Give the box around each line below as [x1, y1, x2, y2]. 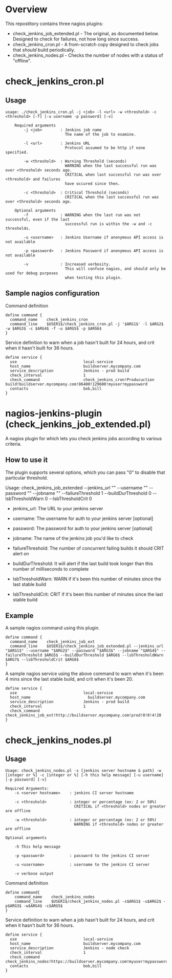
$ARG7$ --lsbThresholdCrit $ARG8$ [5, 657, 79, 662]
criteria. [5, 441, 22, 447]
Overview [5, 4, 48, 15]
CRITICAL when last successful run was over [64, 172, 161, 177]
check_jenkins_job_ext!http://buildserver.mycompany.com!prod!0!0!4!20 [5, 713, 161, 718]
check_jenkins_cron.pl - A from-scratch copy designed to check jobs [12, 41, 159, 47]
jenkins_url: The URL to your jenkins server [12, 505, 103, 511]
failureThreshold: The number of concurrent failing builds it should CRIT [12, 545, 164, 551]
